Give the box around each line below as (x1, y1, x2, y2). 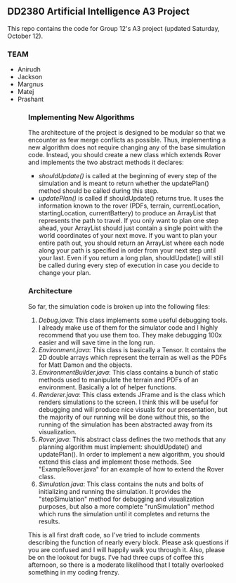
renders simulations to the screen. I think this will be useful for (38, 398, 219, 406)
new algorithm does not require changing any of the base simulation (27, 143, 226, 152)
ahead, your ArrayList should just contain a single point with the (38, 224, 223, 232)
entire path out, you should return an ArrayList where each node (38, 239, 225, 248)
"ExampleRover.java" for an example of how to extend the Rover (38, 464, 224, 473)
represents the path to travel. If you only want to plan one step (38, 217, 219, 225)
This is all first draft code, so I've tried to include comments (27, 530, 200, 539)
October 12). (7, 32, 44, 40)
